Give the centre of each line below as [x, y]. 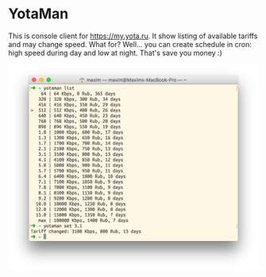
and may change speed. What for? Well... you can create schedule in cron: [130, 44]
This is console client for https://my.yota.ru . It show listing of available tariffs [133, 36]
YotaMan [39, 14]
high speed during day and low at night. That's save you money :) [115, 53]
